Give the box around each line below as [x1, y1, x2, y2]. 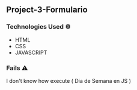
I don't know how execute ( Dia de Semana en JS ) [6, 77, 131, 84]
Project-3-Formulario [6, 5, 88, 15]
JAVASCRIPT [14, 49, 47, 56]
